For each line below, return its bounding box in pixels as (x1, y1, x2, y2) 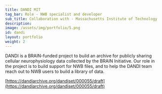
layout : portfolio (5, 35, 43, 40)
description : (5, 21, 32, 26)
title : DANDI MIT (5, 7, 41, 12)
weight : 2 (5, 39, 26, 44)
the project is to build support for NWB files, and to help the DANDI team (5, 63, 152, 69)
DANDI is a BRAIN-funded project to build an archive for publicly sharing (5, 53, 152, 59)
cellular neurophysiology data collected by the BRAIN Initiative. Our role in (5, 58, 155, 64)
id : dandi (5, 30, 26, 35)
